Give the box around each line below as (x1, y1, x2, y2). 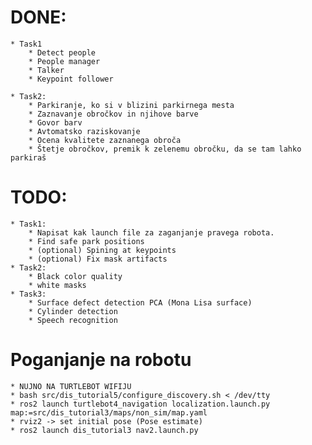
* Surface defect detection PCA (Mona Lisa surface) (28, 297, 253, 308)
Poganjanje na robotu (10, 349, 192, 371)
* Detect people (28, 47, 97, 58)
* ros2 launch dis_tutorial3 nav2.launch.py (10, 425, 199, 435)
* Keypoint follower (28, 74, 114, 84)
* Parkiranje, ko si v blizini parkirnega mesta (28, 100, 235, 110)
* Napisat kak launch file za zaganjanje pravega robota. (28, 227, 275, 238)
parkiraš (10, 152, 47, 163)
